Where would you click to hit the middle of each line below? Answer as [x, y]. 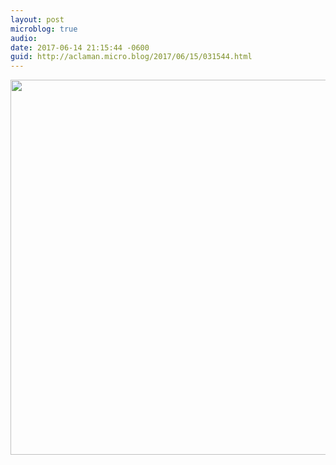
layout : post [37, 19]
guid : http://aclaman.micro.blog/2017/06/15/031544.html [131, 57]
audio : [24, 38]
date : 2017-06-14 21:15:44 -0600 [80, 47]
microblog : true [44, 29]
